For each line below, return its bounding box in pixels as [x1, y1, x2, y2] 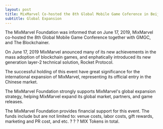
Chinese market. [5, 79, 38, 85]
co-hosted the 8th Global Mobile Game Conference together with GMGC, [5, 34, 151, 40]
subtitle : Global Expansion [5, 16, 62, 21]
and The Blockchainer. [5, 40, 50, 46]
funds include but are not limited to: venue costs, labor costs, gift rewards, [5, 113, 154, 119]
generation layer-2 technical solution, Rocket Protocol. [5, 59, 114, 65]
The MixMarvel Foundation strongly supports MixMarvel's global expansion [5, 88, 156, 95]
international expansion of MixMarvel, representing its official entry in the [5, 74, 151, 80]
